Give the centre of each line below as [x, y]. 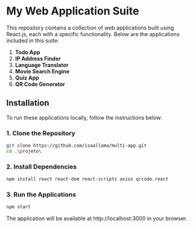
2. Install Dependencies [42, 167]
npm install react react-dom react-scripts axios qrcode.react [87, 179]
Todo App [27, 52]
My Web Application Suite [73, 11]
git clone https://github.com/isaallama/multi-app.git [77, 146]
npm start [19, 207]
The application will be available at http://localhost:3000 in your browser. [97, 218]
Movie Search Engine [42, 71]
